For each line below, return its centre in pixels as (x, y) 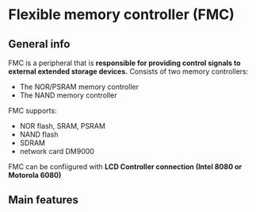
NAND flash (39, 134)
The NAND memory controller (68, 95)
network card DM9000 (57, 151)
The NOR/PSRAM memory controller (79, 87)
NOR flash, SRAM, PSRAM (62, 126)
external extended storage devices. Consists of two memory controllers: (128, 71)
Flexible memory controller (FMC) (122, 15)
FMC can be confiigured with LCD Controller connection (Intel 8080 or (125, 167)
